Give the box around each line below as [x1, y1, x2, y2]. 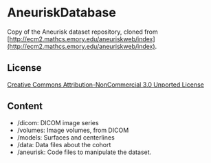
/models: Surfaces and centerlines [16, 133, 115, 142]
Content [7, 100, 43, 112]
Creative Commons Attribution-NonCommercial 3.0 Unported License [7, 80, 204, 89]
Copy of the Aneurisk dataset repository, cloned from [7, 28, 158, 36]
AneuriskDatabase [7, 5, 117, 21]
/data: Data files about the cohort [16, 140, 111, 149]
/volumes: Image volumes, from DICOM [16, 126, 129, 134]
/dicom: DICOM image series [16, 118, 99, 127]
